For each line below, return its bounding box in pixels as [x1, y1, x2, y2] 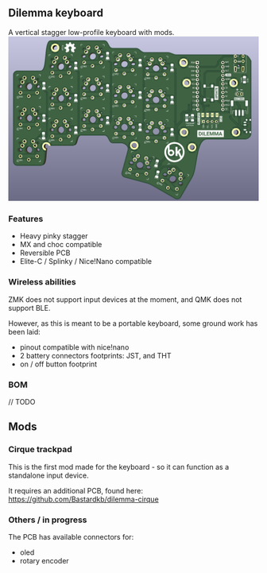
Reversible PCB [19, 248, 71, 257]
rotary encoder [19, 556, 69, 565]
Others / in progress [8, 514, 87, 525]
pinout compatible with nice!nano [19, 342, 130, 352]
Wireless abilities [8, 277, 77, 288]
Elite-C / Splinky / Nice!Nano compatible [19, 257, 153, 266]
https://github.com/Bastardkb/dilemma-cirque [8, 494, 159, 504]
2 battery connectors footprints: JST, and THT [19, 350, 172, 360]
